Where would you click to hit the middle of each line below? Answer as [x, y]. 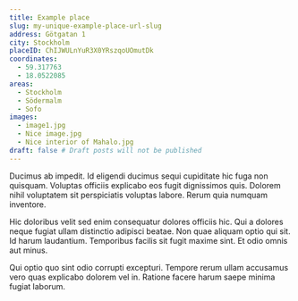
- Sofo [30, 109]
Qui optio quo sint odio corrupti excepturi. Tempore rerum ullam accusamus [149, 267]
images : [24, 117]
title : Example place [50, 17]
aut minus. [29, 250]
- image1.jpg [42, 126]
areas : [21, 84]
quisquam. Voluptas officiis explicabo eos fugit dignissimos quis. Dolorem [145, 185]
